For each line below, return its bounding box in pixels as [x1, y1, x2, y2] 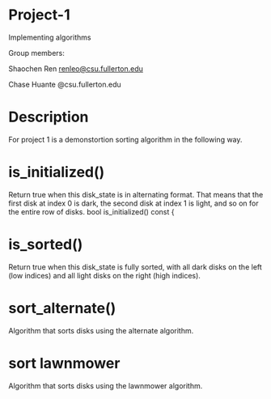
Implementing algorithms [8, 32, 91, 42]
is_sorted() [8, 236, 83, 253]
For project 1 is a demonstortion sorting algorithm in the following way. [8, 134, 243, 144]
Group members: [8, 48, 65, 57]
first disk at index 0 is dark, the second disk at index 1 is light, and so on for [8, 198, 259, 208]
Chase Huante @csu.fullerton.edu [8, 79, 121, 89]
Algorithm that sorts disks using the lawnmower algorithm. [8, 380, 203, 390]
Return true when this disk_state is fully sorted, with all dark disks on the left [8, 261, 263, 272]
